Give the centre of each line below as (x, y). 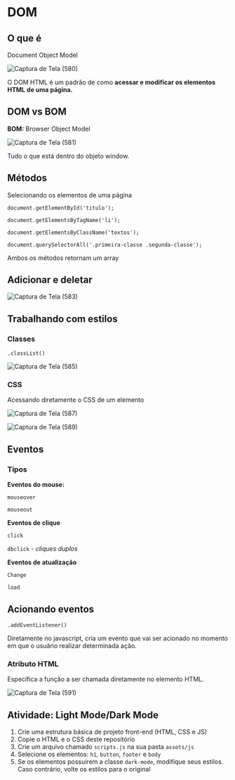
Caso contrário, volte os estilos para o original (84, 769)
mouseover (22, 498)
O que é (25, 38)
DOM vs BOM (37, 112)
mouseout (20, 510)
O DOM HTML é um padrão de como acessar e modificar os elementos (112, 82)
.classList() (26, 353)
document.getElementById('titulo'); (61, 208)
